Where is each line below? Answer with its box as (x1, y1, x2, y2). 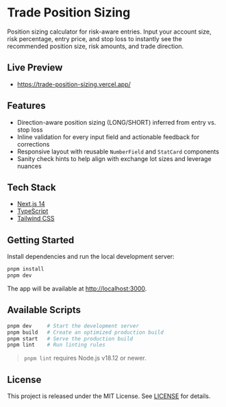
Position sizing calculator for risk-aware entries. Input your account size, (7, 27, 212, 36)
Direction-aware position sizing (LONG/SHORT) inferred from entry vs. (16, 118, 216, 126)
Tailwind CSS (16, 214, 55, 223)
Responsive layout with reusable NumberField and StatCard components (16, 147, 219, 156)
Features (7, 100, 46, 112)
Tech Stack (7, 182, 56, 193)
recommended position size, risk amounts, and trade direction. (7, 42, 184, 50)
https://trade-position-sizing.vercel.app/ (16, 80, 131, 88)
